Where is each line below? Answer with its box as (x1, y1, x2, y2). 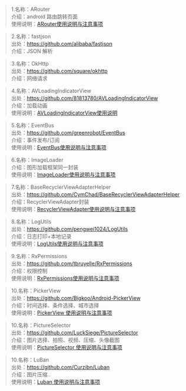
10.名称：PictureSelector (11, 322, 71, 329)
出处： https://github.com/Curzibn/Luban (11, 364, 110, 370)
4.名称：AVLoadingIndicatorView (11, 88, 92, 94)
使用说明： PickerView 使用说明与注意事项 (11, 309, 112, 316)
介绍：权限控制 (11, 268, 48, 274)
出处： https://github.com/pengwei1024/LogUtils (11, 226, 128, 232)
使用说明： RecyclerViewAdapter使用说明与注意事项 (11, 206, 136, 212)
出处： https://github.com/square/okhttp (11, 68, 108, 74)
